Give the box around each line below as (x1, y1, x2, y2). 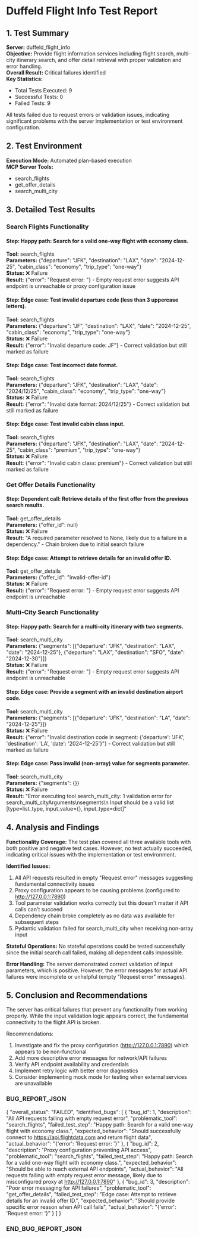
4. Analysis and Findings (6, 823, 100, 833)
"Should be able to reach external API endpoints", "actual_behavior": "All (6, 1165, 184, 1172)
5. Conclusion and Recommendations (6, 991, 148, 1000)
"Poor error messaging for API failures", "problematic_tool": (6, 1184, 151, 1192)
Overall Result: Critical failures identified (6, 69, 106, 76)
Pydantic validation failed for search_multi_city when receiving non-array (14, 924, 194, 932)
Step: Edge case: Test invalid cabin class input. (6, 420, 125, 427)
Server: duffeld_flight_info (6, 44, 71, 51)
